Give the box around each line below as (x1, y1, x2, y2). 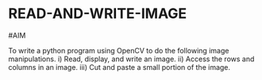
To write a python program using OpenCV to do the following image (8, 45, 229, 55)
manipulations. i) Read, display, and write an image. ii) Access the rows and (8, 54, 255, 64)
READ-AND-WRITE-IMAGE (8, 5, 187, 23)
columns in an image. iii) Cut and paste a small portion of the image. (8, 62, 231, 71)
